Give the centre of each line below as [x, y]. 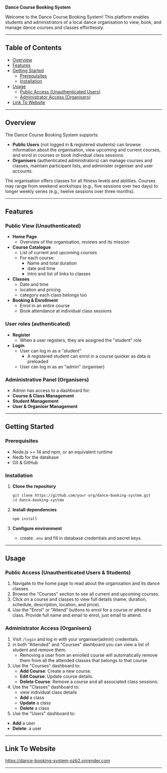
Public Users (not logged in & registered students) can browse [76, 144]
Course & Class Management [43, 395]
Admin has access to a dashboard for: [51, 390]
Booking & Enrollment [35, 300]
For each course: [37, 258]
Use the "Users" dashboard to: [44, 713]
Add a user [24, 723]
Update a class [35, 703]
